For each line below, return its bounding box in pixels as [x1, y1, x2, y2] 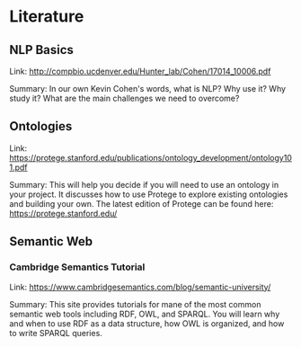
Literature [9, 6, 84, 27]
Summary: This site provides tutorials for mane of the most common [9, 298, 261, 309]
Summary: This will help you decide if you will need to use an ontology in [9, 179, 279, 190]
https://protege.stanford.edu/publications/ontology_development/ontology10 [9, 152, 292, 163]
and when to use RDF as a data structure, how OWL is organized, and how [9, 317, 285, 329]
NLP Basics [9, 42, 75, 58]
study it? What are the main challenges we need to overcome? [9, 93, 240, 103]
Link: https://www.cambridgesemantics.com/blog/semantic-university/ [9, 281, 271, 292]
